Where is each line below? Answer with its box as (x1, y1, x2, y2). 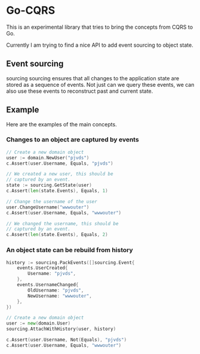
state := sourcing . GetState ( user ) (6, 182, 93, 189)
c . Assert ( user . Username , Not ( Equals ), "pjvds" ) (6, 337, 127, 343)
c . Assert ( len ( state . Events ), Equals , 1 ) (6, 188, 109, 194)
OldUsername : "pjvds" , (27, 287, 84, 294)
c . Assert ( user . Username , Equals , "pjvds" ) (6, 160, 113, 167)
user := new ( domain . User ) (6, 320, 70, 326)
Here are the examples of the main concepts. (6, 120, 118, 128)
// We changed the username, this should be (6, 220, 119, 226)
